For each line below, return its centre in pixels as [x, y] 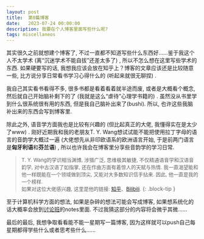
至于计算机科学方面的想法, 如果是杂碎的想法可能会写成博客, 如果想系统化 [97, 202]
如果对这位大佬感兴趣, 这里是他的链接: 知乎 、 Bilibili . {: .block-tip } [98, 189]
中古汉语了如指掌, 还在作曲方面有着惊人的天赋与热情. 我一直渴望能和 [119, 167]
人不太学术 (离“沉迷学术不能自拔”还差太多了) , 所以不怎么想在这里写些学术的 [102, 60]
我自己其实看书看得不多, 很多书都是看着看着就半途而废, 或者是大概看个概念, [101, 88]
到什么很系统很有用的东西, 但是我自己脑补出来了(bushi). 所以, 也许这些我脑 [100, 104]
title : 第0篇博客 [28, 18]
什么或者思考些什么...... [67, 230]
